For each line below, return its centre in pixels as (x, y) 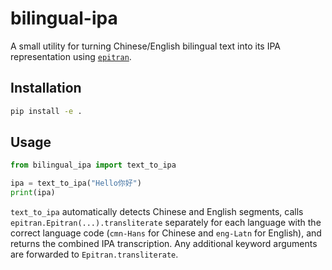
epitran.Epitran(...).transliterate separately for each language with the (166, 223)
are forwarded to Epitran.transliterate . (94, 254)
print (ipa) (33, 193)
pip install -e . (46, 111)
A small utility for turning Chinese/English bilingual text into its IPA (146, 46)
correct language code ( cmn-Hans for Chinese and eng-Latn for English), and (166, 233)
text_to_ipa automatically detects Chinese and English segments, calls (157, 212)
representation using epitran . (71, 56)
